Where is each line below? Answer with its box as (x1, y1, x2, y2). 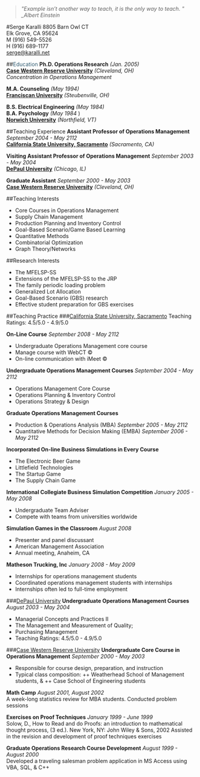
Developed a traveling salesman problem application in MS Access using (6, 758, 187, 764)
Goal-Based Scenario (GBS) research (15, 294, 108, 301)
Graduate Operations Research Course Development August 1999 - (6, 744, 178, 752)
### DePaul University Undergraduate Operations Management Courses (6, 598, 189, 604)
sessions (6, 702, 28, 709)
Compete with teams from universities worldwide (15, 513, 138, 520)
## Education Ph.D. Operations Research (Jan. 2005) (6, 60, 140, 68)
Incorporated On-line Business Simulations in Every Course (6, 446, 159, 453)
